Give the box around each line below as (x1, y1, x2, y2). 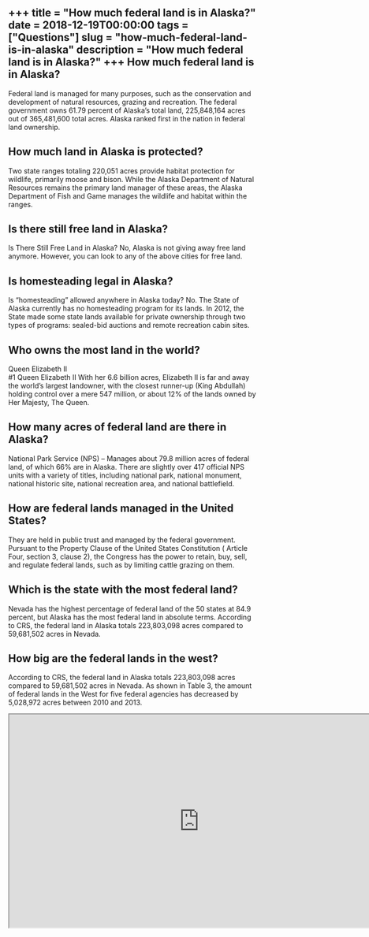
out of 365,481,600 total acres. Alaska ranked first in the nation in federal (8, 113, 246, 123)
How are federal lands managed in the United (8, 502, 234, 515)
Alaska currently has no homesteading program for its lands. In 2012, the (8, 303, 244, 314)
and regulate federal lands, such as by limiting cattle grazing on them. (8, 560, 235, 570)
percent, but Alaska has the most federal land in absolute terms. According (8, 612, 252, 622)
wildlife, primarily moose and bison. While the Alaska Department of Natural (8, 174, 255, 184)
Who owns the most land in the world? (8, 343, 200, 357)
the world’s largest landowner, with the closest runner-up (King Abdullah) (8, 381, 246, 391)
